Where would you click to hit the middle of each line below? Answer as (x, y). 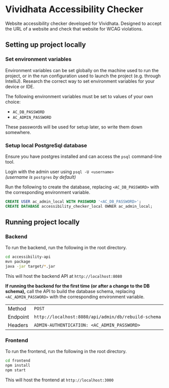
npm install (18, 366)
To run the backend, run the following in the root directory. (66, 248)
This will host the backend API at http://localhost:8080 (64, 276)
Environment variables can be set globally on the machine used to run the (82, 70)
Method (17, 308)
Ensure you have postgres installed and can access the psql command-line (83, 156)
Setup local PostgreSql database (46, 145)
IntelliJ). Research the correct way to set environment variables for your (80, 81)
